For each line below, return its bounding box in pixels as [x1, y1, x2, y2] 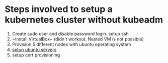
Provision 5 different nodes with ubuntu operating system [12, 41, 131, 47]
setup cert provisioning [12, 51, 60, 58]
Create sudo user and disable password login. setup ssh [12, 30, 129, 36]
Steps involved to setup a [5, 3, 113, 15]
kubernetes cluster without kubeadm [5, 14, 163, 25]
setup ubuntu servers [12, 46, 57, 52]
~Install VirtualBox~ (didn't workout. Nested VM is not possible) [12, 36, 144, 42]
